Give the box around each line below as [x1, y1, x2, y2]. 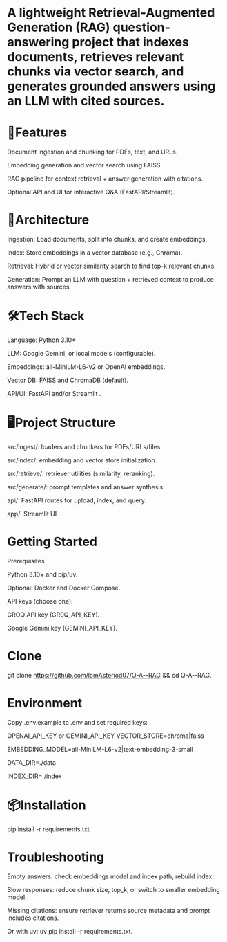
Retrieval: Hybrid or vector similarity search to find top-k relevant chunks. [7, 262, 216, 271]
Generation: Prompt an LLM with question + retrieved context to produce [7, 275, 214, 284]
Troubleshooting [7, 849, 105, 864]
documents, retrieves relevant [7, 49, 184, 65]
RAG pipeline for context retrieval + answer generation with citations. [7, 174, 204, 183]
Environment [7, 696, 83, 711]
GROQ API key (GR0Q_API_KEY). [7, 610, 100, 619]
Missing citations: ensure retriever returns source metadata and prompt [7, 906, 210, 914]
